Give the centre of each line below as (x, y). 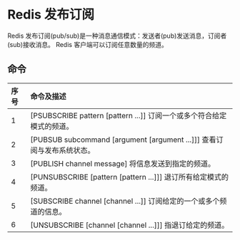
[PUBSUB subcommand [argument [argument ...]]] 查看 (123, 140)
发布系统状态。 (70, 150)
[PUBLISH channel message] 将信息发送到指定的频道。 (123, 163)
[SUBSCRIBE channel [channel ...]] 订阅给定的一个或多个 (125, 201)
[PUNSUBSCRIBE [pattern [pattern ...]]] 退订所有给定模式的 (129, 177)
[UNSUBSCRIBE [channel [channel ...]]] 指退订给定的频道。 (130, 225)
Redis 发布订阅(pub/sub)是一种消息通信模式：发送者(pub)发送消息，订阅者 (117, 36)
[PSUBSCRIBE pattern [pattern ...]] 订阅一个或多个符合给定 (129, 115)
